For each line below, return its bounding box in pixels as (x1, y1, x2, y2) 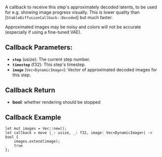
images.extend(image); (14, 139, 60, 144)
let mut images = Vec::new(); (5, 126, 67, 131)
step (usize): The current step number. (12, 56, 90, 62)
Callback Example (5, 113, 61, 122)
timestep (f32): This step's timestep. (12, 61, 86, 67)
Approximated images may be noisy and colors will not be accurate (5, 24, 141, 30)
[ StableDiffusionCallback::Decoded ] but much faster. (5, 15, 113, 20)
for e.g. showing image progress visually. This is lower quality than (5, 9, 140, 15)
